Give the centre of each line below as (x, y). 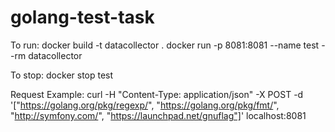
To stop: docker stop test (62, 75)
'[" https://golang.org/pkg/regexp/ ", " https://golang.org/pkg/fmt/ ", (145, 105)
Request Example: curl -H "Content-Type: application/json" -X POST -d (157, 94)
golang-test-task (82, 17)
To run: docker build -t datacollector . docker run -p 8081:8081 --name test (165, 45)
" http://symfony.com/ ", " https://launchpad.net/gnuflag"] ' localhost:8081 (158, 115)
